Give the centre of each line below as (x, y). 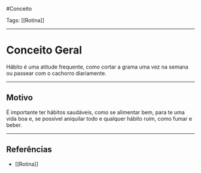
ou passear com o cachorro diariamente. (56, 73)
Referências (29, 150)
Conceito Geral (44, 50)
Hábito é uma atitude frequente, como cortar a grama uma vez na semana (97, 67)
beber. (14, 125)
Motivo (19, 98)
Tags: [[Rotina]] (25, 20)
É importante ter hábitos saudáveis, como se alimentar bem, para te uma (96, 112)
